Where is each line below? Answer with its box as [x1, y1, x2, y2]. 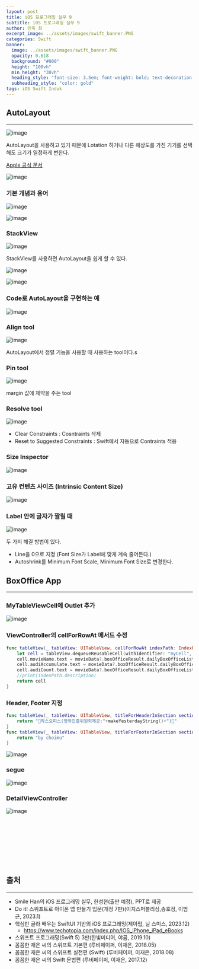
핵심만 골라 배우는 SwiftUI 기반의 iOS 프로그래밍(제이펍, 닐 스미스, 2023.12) [14, 920, 190, 927]
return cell [17, 678, 46, 684]
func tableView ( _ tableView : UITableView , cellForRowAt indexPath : [6, 645, 176, 651]
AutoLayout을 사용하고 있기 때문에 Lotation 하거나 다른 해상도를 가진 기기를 [6, 141, 182, 148]
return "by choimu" [17, 735, 65, 741]
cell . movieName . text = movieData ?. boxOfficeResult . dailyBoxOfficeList [17, 656, 195, 662]
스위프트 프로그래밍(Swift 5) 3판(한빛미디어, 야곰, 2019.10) [14, 933, 151, 941]
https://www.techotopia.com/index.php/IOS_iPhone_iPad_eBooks [23, 926, 184, 934]
